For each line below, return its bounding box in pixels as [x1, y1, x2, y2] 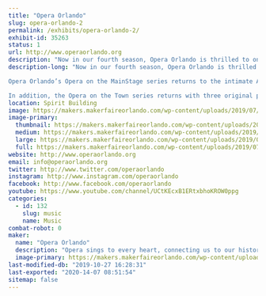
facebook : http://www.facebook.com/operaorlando [8, 180, 172, 188]
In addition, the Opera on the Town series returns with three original [8, 92, 253, 100]
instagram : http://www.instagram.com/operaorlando [8, 173, 179, 180]
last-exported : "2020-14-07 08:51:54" [8, 268, 136, 276]
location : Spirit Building [8, 99, 97, 107]
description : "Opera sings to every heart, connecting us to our [15, 246, 236, 254]
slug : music [22, 209, 62, 218]
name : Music [22, 217, 62, 225]
